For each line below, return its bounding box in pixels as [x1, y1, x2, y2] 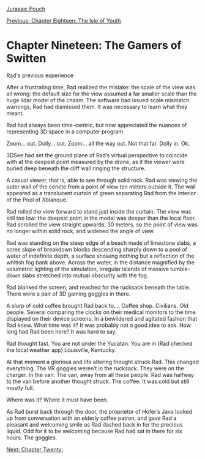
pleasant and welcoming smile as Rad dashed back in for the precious [6, 420, 183, 428]
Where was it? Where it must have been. [6, 396, 108, 403]
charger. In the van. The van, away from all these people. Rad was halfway [6, 371, 195, 378]
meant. [6, 110, 24, 117]
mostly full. [6, 384, 35, 391]
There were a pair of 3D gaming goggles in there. [6, 290, 131, 297]
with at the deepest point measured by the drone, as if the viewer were [6, 158, 185, 165]
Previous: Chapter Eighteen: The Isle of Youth [6, 17, 121, 24]
